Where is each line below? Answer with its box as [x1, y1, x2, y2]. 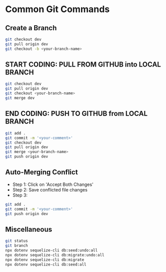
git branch [5, 243, 28, 248]
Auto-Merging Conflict [5, 168, 78, 177]
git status [5, 238, 28, 244]
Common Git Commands [5, 4, 110, 15]
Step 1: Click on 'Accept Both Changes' [12, 181, 94, 187]
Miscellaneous [5, 225, 52, 234]
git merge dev [5, 96, 35, 101]
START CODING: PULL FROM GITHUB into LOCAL [5, 60, 161, 69]
